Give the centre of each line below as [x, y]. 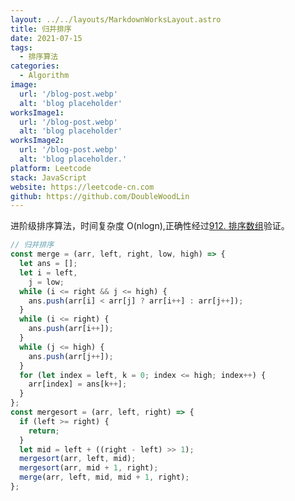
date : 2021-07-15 [46, 38]
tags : [21, 47]
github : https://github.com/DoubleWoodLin [100, 196]
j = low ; [46, 282]
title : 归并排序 [41, 29]
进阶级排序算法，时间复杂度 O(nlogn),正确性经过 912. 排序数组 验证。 [150, 226]
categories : [35, 66]
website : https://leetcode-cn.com [82, 187]
